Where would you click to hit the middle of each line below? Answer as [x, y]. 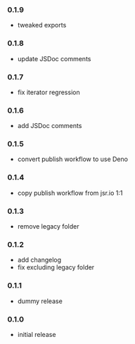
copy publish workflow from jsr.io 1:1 [70, 193]
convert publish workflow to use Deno [73, 159]
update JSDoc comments [54, 58]
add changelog [39, 260]
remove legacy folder [48, 227]
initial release [37, 334]
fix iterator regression [49, 92]
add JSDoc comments [50, 126]
